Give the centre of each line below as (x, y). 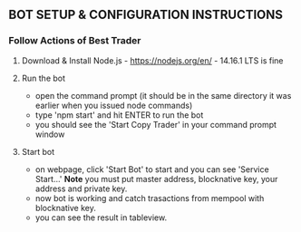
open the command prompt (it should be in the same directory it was (163, 95)
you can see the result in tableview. (101, 217)
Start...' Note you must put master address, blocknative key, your (156, 179)
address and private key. (81, 188)
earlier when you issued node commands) (114, 105)
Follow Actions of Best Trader (75, 41)
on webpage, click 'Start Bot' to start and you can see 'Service (152, 169)
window (50, 134)
